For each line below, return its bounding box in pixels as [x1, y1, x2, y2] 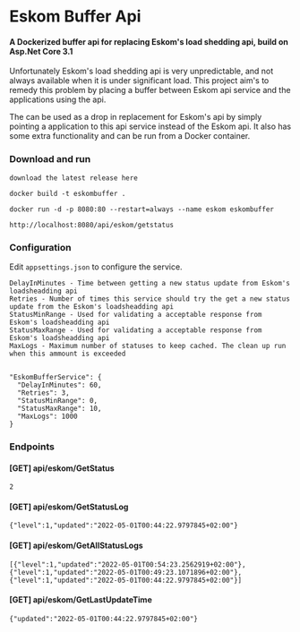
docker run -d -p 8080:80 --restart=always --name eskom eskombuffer [9, 204, 275, 214]
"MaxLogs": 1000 [17, 412, 78, 421]
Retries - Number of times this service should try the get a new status [9, 294, 291, 303]
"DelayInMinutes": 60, [17, 380, 102, 389]
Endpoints [9, 440, 56, 453]
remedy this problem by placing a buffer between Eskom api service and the [9, 85, 291, 96]
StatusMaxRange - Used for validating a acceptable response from [9, 325, 262, 335]
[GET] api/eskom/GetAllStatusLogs [9, 540, 143, 551]
